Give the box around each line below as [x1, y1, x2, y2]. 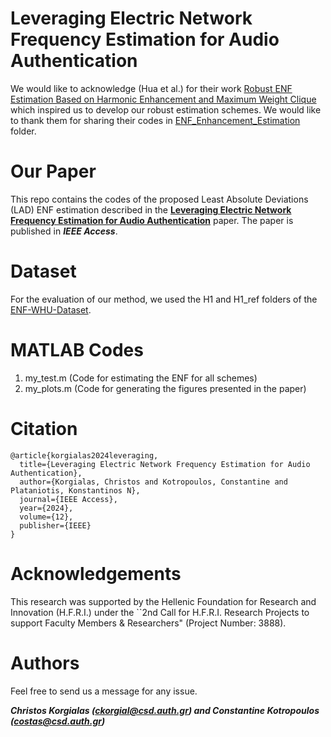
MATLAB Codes [10, 339, 144, 361]
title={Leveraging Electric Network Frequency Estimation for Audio [19, 459, 311, 469]
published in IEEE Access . [10, 225, 118, 237]
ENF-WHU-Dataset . [10, 303, 92, 316]
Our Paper [10, 160, 97, 183]
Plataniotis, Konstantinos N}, [10, 485, 141, 496]
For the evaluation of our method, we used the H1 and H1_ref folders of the [10, 293, 318, 305]
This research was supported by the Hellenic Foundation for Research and [10, 595, 317, 607]
